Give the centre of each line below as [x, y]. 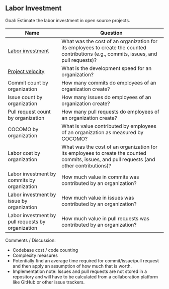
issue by [18, 201]
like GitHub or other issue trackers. [49, 282]
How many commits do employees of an [109, 82]
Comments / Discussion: [31, 240]
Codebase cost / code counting [45, 250]
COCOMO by [23, 129]
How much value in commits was [100, 177]
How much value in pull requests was [106, 218]
